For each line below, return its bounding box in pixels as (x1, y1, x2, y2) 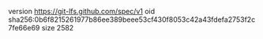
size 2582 (41, 23, 74, 32)
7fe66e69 (8, 23, 40, 32)
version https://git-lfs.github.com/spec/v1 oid (8, 7, 156, 16)
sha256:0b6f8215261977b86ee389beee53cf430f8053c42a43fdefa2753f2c (8, 15, 256, 24)
